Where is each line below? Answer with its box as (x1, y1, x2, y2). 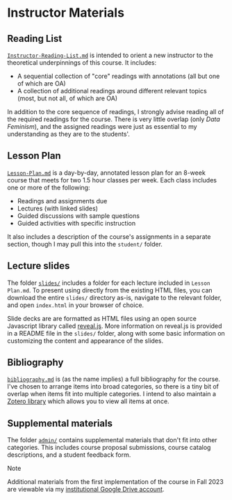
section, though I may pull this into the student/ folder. (7, 240, 163, 248)
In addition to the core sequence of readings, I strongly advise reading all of (7, 108, 224, 116)
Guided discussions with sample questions (17, 211, 140, 220)
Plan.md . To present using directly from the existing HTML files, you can (7, 286, 213, 294)
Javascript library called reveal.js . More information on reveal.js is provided (7, 322, 222, 330)
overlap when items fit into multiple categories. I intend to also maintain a (7, 390, 217, 398)
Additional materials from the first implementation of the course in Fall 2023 (7, 478, 224, 486)
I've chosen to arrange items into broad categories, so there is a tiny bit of (7, 382, 219, 391)
